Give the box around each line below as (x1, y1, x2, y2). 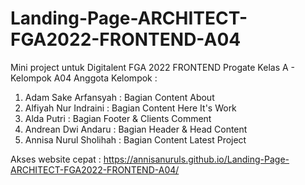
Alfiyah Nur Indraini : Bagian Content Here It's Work (24, 102, 237, 114)
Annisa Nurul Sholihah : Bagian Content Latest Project (24, 133, 247, 146)
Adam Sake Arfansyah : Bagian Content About (24, 91, 215, 103)
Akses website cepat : (10, 153, 102, 165)
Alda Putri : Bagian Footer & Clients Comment (24, 112, 212, 124)
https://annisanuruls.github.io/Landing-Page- (103, 153, 290, 165)
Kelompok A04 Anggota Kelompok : (10, 72, 158, 84)
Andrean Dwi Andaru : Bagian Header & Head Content (24, 123, 248, 135)
